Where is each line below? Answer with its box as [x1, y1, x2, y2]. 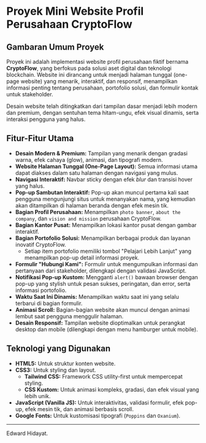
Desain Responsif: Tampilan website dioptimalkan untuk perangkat [15, 319, 186, 326]
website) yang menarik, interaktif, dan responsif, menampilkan [20, 78, 178, 85]
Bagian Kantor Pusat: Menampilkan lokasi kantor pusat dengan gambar [15, 221, 197, 228]
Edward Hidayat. [6, 430, 48, 437]
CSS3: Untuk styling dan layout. [15, 366, 96, 374]
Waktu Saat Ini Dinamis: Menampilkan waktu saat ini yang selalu [15, 293, 179, 300]
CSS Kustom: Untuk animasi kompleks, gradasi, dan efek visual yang [24, 385, 199, 393]
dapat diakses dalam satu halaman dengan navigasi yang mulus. [15, 169, 178, 176]
